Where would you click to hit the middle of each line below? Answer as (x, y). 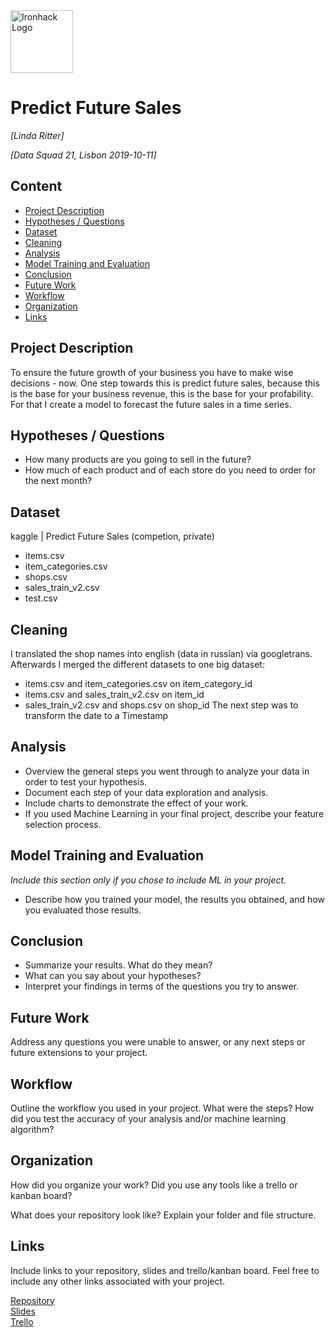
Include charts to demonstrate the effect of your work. (136, 803)
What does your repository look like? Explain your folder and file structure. (163, 1215)
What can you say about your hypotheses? (113, 976)
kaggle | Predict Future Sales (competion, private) (112, 536)
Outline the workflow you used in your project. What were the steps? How (162, 1108)
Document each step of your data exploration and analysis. (146, 792)
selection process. (63, 824)
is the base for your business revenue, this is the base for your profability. (162, 393)
